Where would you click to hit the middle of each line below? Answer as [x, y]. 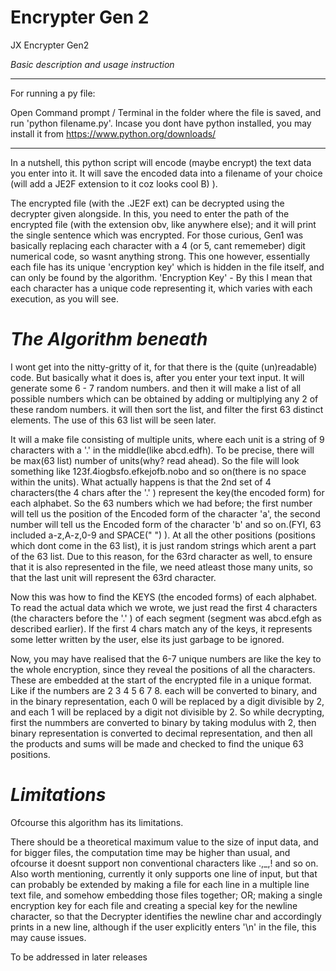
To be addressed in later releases [79, 957]
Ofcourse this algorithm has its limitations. [97, 822]
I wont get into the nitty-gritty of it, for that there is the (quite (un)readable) [164, 367]
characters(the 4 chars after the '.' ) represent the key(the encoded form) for [167, 492]
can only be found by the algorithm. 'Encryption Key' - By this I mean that [161, 277]
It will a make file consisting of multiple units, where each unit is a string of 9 [167, 439]
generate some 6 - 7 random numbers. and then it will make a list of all [156, 388]
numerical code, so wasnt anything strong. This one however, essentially [160, 256]
